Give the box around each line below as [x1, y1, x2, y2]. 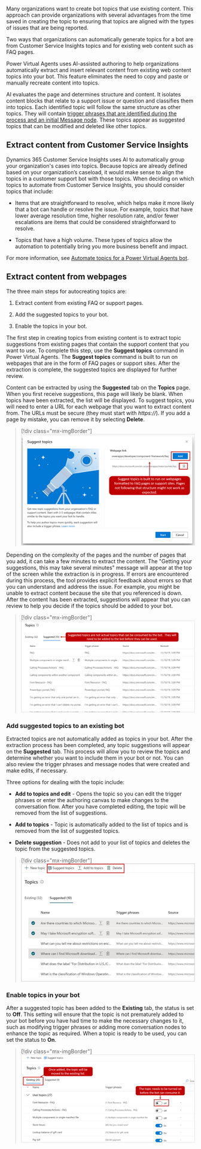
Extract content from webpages [6, 272, 127, 282]
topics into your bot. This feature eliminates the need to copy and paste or [6, 73, 189, 80]
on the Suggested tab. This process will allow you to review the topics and [6, 748, 190, 755]
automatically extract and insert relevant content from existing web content [6, 66, 191, 74]
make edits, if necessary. [6, 767, 68, 775]
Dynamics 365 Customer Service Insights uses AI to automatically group [6, 156, 185, 163]
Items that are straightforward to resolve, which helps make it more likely [14, 199, 194, 206]
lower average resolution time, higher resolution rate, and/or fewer [14, 212, 179, 219]
